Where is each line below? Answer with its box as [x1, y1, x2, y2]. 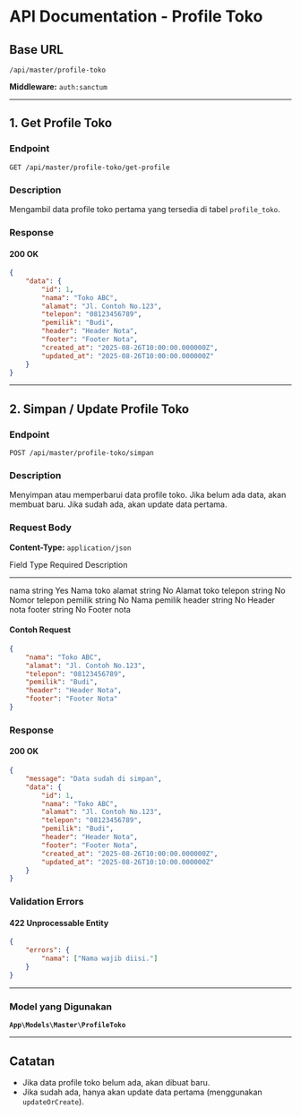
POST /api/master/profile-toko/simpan [9, 449, 154, 458]
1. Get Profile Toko [9, 116, 113, 131]
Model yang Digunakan [9, 1000, 112, 1013]
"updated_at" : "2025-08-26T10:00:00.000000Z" [41, 351, 215, 360]
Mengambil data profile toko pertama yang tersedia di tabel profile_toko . [9, 203, 280, 214]
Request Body [9, 521, 72, 534]
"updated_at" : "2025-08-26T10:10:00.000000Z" [41, 857, 215, 866]
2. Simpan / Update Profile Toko [9, 401, 190, 416]
